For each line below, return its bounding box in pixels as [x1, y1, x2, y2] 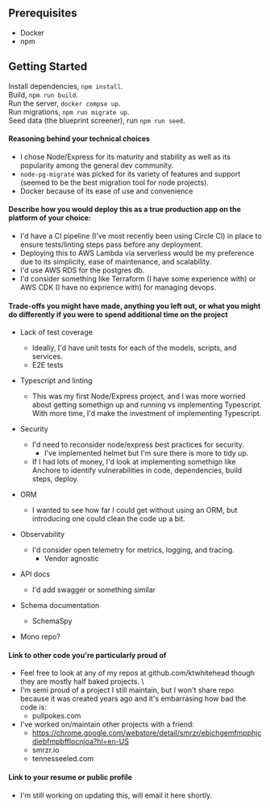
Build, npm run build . [8, 90, 78, 99]
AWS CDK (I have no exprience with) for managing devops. [19, 282, 217, 293]
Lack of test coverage [19, 327, 93, 337]
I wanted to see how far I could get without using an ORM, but [31, 506, 238, 515]
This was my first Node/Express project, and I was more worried [31, 391, 246, 402]
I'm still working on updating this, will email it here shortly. [19, 790, 213, 800]
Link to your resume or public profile [8, 773, 133, 782]
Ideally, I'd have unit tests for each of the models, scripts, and [31, 343, 237, 353]
